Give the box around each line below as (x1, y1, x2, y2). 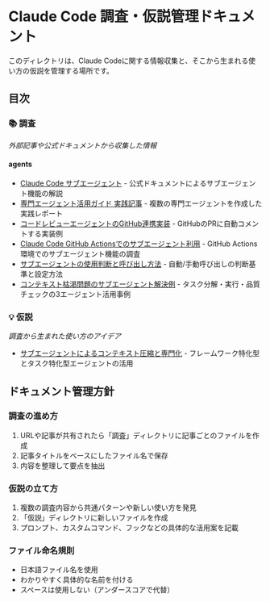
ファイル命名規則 (8, 546, 75, 557)
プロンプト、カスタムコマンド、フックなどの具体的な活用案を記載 (19, 523, 239, 533)
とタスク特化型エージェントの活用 (19, 358, 134, 368)
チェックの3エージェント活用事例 (19, 289, 131, 299)
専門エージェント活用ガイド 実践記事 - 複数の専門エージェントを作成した (19, 199, 263, 208)
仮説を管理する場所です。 (29, 65, 114, 75)
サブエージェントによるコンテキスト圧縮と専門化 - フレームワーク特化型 (19, 349, 260, 358)
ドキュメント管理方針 (8, 384, 114, 398)
